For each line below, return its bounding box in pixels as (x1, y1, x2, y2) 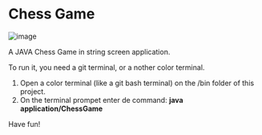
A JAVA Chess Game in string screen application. (8, 47, 171, 56)
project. (19, 86, 46, 96)
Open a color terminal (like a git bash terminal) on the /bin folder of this (19, 78, 255, 88)
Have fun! (8, 119, 41, 129)
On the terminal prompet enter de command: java (19, 95, 183, 104)
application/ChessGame (19, 104, 103, 113)
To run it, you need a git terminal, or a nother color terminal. (8, 62, 205, 72)
